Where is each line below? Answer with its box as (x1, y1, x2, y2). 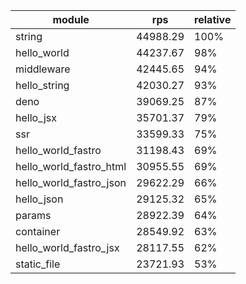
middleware (15, 62, 71, 76)
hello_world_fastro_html (15, 160, 127, 173)
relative (194, 13, 232, 26)
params (15, 209, 52, 222)
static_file (15, 257, 61, 271)
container (15, 225, 61, 238)
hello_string (15, 79, 70, 92)
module (52, 13, 90, 26)
